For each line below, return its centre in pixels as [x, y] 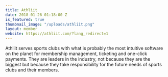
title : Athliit [21, 10]
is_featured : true [25, 19]
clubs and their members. [32, 70]
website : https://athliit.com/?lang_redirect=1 [57, 34]
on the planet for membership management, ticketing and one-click [76, 54]
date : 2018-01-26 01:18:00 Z [36, 15]
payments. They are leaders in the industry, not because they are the [78, 59]
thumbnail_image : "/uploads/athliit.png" [50, 24]
